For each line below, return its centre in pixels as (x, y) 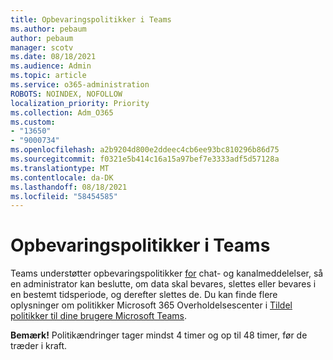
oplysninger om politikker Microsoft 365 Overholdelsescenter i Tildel (151, 305)
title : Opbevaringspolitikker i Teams (91, 19)
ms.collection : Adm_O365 (62, 112)
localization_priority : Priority (80, 103)
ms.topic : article (48, 76)
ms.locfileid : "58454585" (64, 196)
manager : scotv (42, 47)
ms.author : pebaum (48, 29)
